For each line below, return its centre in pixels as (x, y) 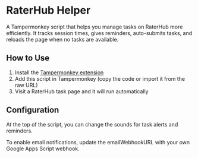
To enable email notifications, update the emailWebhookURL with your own (98, 142)
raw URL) (26, 85)
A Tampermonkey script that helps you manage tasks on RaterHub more (95, 27)
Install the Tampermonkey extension (59, 72)
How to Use (28, 58)
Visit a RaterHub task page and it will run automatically (81, 91)
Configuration (33, 110)
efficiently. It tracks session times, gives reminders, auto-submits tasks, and (99, 33)
